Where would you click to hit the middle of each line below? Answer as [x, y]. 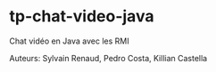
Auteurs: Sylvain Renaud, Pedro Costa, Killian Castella [108, 58]
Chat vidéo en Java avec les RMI [69, 41]
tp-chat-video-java [82, 16]
